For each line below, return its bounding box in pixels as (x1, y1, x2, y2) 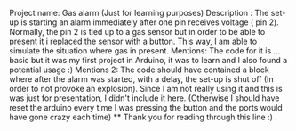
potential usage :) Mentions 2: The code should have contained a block (9, 64, 269, 75)
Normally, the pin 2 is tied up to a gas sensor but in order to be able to (9, 27, 266, 37)
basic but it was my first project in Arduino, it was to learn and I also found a (9, 55, 288, 65)
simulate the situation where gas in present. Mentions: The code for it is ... (9, 45, 281, 56)
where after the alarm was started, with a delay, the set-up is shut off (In (9, 74, 274, 84)
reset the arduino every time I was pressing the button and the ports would (9, 102, 283, 112)
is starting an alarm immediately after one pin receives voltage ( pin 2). (20, 17, 280, 28)
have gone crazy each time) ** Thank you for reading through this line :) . (9, 111, 278, 122)
